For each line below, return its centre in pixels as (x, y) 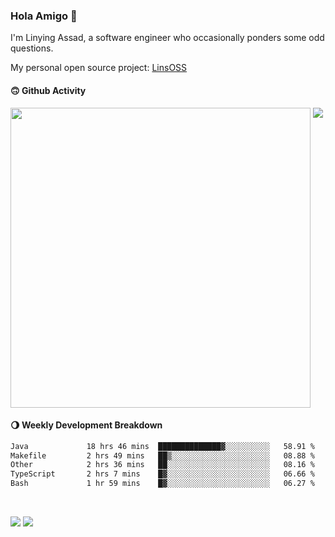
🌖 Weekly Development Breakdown (86, 425)
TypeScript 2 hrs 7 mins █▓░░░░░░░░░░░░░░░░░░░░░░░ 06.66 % (162, 474)
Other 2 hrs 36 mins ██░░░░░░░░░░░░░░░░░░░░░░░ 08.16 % (162, 465)
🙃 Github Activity (48, 90)
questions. (32, 48)
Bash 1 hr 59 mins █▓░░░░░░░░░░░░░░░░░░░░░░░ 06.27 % (162, 484)
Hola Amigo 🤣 (44, 16)
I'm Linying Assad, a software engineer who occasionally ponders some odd (167, 38)
